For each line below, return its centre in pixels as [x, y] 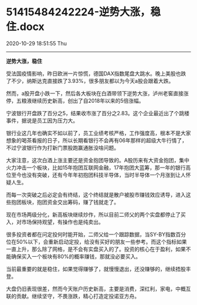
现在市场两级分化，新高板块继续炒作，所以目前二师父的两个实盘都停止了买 [96, 214]
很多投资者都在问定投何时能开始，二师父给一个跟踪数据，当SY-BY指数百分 [96, 234]
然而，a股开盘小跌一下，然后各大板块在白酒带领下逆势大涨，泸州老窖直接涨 [97, 93]
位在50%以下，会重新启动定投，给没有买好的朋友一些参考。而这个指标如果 [96, 242]
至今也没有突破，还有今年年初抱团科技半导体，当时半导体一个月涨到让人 [98, 175]
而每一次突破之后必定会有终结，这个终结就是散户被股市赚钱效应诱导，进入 [96, 195]
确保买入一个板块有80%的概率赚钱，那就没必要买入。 [76, 256]
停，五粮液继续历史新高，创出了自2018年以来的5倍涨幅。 [75, 100]
